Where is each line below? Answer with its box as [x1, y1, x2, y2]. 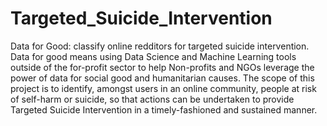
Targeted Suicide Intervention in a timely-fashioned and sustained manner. [10, 103, 318, 116]
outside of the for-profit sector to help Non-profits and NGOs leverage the [10, 61, 315, 73]
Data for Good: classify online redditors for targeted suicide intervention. [10, 40, 310, 52]
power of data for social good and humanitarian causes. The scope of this [10, 72, 315, 84]
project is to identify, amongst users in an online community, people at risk [10, 82, 317, 94]
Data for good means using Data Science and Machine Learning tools [10, 50, 297, 62]
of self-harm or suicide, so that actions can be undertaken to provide [10, 93, 295, 105]
